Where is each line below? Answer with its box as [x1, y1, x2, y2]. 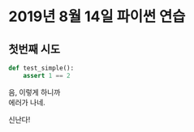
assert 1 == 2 [23, 71, 71, 79]
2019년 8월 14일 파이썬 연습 [8, 7, 186, 26]
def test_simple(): [8, 64, 75, 72]
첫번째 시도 [8, 42, 61, 56]
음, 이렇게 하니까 [8, 87, 61, 97]
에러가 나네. [8, 97, 46, 107]
